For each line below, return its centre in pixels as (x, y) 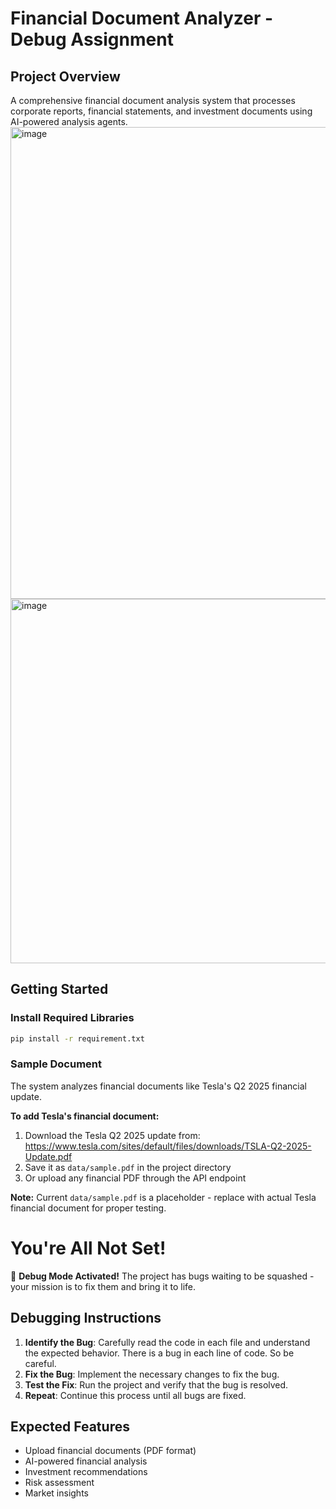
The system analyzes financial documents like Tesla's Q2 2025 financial (158, 1086)
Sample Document (56, 1064)
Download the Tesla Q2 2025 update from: (112, 1135)
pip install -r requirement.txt (77, 1038)
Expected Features (70, 1426)
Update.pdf (48, 1156)
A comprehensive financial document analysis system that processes (153, 100)
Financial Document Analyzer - (142, 18)
